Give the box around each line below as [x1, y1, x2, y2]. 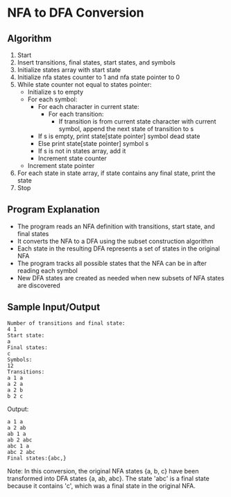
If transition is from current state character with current [58, 117, 216, 126]
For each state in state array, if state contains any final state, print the [17, 169, 216, 177]
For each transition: [48, 110, 104, 118]
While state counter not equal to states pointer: [17, 81, 152, 88]
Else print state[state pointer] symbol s [37, 140, 149, 147]
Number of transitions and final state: [7, 319, 126, 327]
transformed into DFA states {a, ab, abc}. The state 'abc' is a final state [7, 474, 209, 482]
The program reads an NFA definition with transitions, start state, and [17, 222, 215, 230]
